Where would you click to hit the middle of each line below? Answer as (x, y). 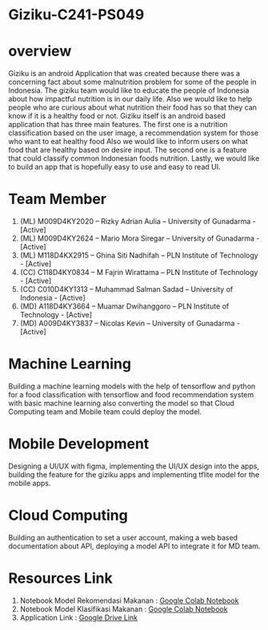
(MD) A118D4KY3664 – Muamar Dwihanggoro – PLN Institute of (124, 306)
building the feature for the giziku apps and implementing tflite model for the (134, 474)
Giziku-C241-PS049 (76, 15)
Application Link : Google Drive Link (79, 617)
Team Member (57, 199)
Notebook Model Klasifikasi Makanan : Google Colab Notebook (124, 608)
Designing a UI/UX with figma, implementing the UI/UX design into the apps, (134, 466)
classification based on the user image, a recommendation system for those (134, 133)
